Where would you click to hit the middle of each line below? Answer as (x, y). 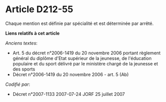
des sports (24, 69)
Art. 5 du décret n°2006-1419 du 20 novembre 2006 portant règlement (87, 53)
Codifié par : (18, 84)
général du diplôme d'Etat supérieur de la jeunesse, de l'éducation (82, 58)
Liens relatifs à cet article (32, 33)
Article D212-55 (39, 9)
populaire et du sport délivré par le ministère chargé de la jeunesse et (85, 63)
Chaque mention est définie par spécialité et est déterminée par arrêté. (79, 23)
